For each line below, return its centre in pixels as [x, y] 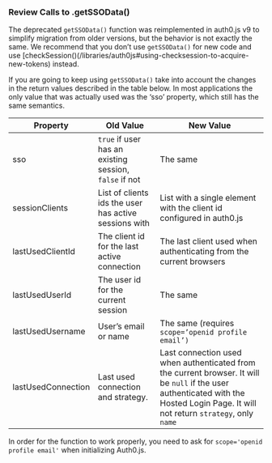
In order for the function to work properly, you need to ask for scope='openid [136, 442]
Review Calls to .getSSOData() [69, 12]
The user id [119, 280]
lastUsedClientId [44, 252]
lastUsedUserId [42, 295]
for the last [118, 247]
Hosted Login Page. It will [208, 403]
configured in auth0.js [202, 219]
